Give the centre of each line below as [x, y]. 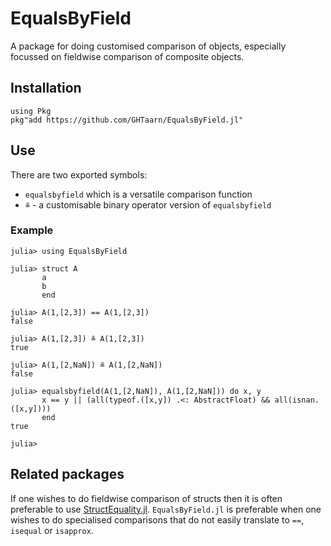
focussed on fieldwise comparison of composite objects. [127, 56]
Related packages [67, 474]
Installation [46, 88]
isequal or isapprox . [52, 530]
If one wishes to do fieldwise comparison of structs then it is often [146, 498]
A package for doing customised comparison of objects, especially [148, 46]
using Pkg [31, 111]
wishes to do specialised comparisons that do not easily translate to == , [157, 519]
